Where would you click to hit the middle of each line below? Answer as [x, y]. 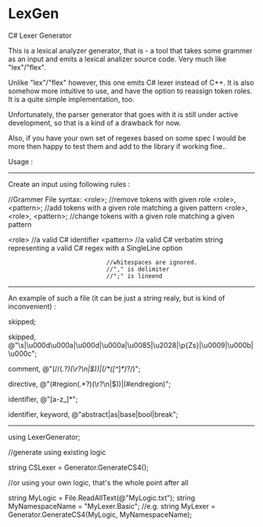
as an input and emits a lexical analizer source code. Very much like [117, 59]
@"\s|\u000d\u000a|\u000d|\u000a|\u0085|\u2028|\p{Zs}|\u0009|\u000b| [131, 345]
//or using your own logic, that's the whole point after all [99, 482]
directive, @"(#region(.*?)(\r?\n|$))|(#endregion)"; [90, 384]
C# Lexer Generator [40, 35]
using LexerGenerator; [44, 437]
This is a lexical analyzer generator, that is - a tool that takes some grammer [130, 50]
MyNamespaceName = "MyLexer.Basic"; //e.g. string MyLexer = [112, 506]
